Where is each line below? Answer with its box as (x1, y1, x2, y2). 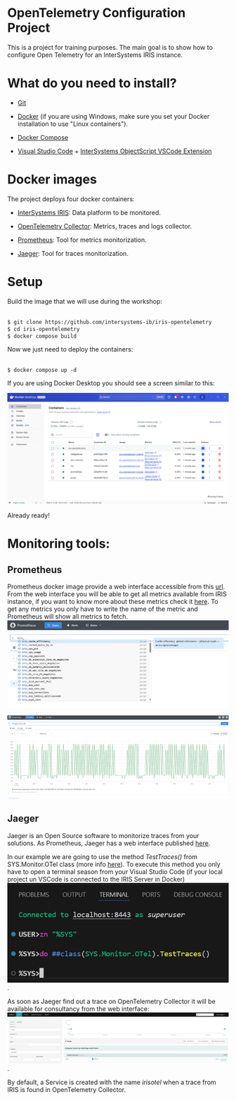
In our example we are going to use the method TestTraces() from (7, 852, 198, 861)
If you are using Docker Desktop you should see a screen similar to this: (7, 378, 216, 387)
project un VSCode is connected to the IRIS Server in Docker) (7, 875, 185, 883)
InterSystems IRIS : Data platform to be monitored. (17, 208, 162, 217)
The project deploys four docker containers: (7, 195, 135, 203)
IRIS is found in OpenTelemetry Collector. (7, 1086, 126, 1094)
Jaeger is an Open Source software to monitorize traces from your (7, 831, 199, 839)
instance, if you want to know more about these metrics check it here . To (7, 598, 219, 606)
